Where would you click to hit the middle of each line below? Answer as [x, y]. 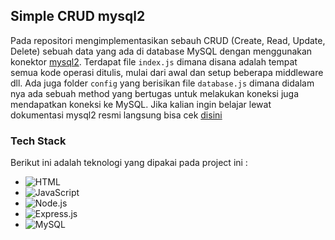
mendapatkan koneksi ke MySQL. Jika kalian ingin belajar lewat [141, 104]
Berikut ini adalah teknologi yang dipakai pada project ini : [129, 163]
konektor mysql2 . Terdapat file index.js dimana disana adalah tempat [154, 61]
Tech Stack [38, 141]
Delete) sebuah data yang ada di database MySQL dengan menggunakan [161, 51]
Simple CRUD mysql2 [78, 16]
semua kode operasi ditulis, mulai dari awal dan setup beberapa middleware [167, 72]
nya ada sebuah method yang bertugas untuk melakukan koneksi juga [155, 93]
